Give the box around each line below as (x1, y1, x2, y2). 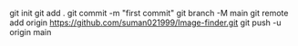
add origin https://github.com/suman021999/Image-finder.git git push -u (9, 17, 282, 28)
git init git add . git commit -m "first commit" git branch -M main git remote (9, 8, 289, 18)
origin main (9, 27, 52, 37)
